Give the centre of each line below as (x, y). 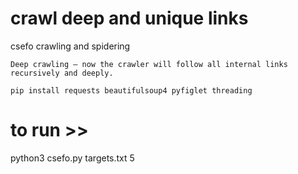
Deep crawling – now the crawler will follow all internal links (149, 64)
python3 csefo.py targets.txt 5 (72, 158)
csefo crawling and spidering (70, 46)
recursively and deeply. (62, 73)
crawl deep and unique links (129, 18)
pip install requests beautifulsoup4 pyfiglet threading (131, 90)
